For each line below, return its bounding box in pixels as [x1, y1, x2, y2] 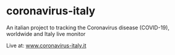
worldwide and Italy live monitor [6, 30, 86, 37]
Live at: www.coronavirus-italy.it [6, 42, 86, 49]
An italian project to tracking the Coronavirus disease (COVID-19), [6, 24, 170, 31]
